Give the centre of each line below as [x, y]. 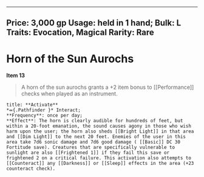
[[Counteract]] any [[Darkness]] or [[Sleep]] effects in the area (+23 [100, 164]
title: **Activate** [32, 105]
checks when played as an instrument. [69, 94]
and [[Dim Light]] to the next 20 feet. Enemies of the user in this [96, 137]
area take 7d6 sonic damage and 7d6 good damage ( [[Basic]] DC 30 [93, 142]
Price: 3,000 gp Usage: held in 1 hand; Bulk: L [94, 23]
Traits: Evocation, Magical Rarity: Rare [80, 33]
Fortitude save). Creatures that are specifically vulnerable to [90, 147]
